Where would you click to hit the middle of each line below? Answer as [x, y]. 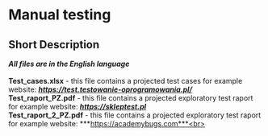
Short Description [54, 45]
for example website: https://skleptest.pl [77, 107]
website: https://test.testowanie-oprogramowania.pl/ [100, 89]
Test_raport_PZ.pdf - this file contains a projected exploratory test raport [131, 98]
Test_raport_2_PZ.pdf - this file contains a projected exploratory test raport [135, 115]
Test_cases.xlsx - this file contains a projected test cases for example [126, 81]
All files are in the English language [69, 64]
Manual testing [60, 15]
